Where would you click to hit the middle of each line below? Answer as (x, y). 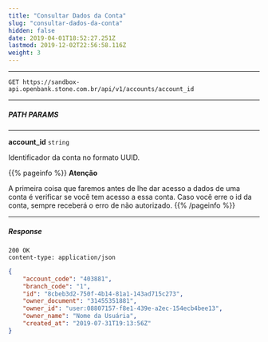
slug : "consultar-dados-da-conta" (66, 23)
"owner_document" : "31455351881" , (80, 301)
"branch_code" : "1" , (57, 286)
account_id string (39, 141)
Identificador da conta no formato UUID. (74, 157)
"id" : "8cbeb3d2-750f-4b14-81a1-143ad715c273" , (103, 294)
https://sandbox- (51, 82)
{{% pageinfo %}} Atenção (53, 173)
